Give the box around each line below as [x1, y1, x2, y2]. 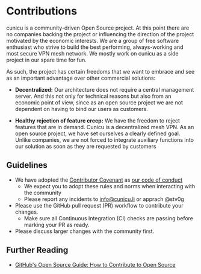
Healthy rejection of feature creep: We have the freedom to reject [14, 116, 181, 124]
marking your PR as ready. [23, 221, 90, 228]
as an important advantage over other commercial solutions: [6, 74, 156, 81]
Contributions [6, 4, 77, 18]
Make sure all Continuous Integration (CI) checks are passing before [23, 214, 194, 221]
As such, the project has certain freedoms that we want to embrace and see [6, 68, 195, 75]
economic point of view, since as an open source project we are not [14, 98, 184, 106]
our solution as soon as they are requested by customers [14, 142, 156, 150]
